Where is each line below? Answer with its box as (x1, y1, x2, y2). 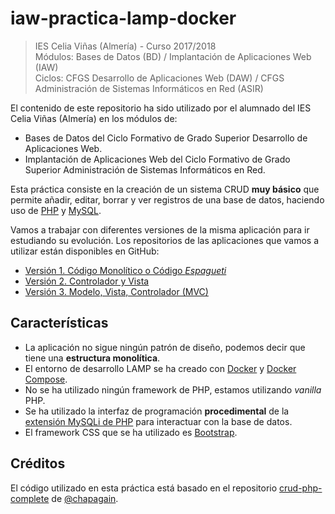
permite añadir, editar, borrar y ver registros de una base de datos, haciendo (10, 193, 325, 206)
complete (10, 492, 50, 504)
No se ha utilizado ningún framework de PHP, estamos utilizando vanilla (24, 383, 322, 396)
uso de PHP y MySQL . (10, 204, 102, 216)
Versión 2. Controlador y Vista (24, 275, 150, 287)
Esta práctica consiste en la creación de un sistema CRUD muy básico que (10, 183, 320, 195)
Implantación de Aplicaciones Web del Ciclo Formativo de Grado (24, 153, 291, 165)
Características (10, 315, 109, 332)
